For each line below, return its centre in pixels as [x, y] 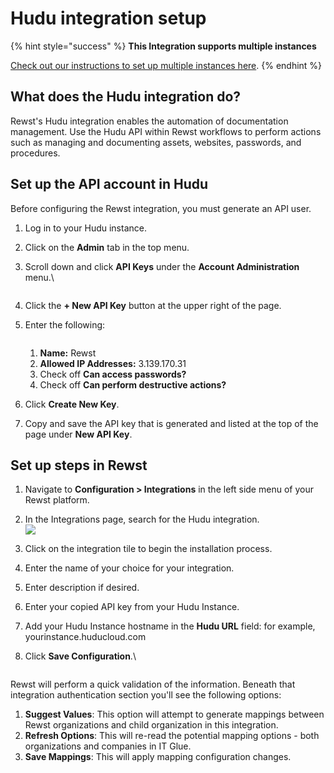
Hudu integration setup [108, 18]
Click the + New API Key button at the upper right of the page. [153, 305]
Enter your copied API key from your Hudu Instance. [132, 607]
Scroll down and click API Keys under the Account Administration [162, 266]
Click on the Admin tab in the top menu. [107, 247]
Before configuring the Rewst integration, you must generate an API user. [161, 208]
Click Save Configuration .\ [80, 656]
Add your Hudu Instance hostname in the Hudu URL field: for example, [170, 626]
